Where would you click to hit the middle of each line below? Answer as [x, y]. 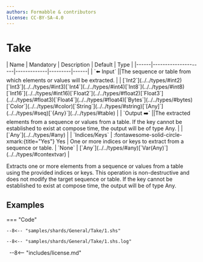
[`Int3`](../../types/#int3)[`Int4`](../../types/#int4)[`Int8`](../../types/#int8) [95, 87]
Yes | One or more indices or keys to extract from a [120, 142]
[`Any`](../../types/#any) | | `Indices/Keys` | [59, 135]
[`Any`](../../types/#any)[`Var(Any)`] [124, 148]
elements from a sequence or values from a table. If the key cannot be [94, 122]
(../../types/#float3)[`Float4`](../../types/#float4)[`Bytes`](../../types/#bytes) [100, 100]
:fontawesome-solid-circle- [148, 135]
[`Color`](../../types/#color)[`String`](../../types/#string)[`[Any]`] [85, 106]
